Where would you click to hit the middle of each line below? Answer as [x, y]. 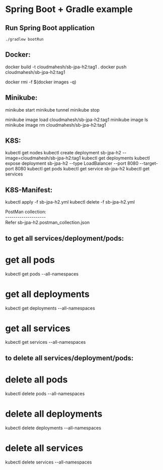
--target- [149, 163]
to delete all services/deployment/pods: [69, 358]
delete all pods [36, 380]
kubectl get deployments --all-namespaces [50, 308]
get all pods [30, 260]
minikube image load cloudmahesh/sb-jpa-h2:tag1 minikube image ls [77, 120]
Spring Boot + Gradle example [69, 9]
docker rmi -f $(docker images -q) [41, 82]
